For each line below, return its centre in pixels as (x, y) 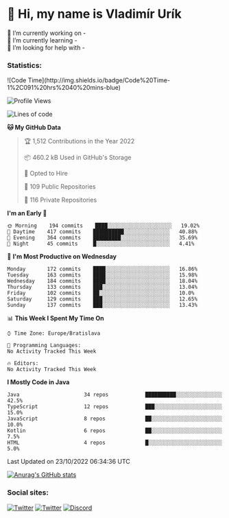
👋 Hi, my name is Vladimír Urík (94, 14)
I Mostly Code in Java (38, 382)
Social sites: (28, 493)
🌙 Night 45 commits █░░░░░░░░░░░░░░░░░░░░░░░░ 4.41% (101, 244)
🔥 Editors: (23, 364)
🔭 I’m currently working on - (47, 33)
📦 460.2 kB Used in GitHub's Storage (77, 158)
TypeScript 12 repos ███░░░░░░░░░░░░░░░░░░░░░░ (115, 407)
